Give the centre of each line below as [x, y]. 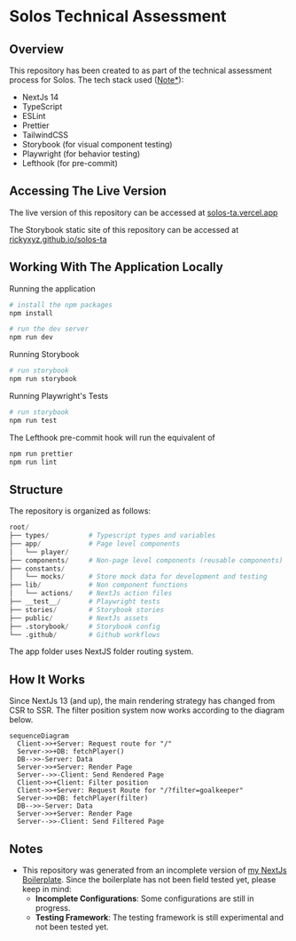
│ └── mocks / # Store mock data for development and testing [138, 577]
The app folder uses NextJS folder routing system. [101, 651]
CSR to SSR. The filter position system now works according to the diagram [147, 710]
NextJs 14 [40, 97]
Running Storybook [44, 355]
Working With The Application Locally [116, 267]
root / [19, 527]
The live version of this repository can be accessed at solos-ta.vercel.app [144, 212]
